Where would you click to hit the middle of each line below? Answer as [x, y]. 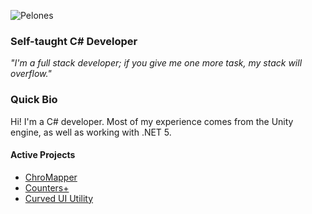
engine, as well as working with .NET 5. [91, 132]
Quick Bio [34, 100]
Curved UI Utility [59, 198]
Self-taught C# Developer [74, 41]
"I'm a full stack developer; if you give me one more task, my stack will [156, 63]
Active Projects [43, 155]
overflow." [31, 74]
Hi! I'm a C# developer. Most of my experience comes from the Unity [152, 121]
